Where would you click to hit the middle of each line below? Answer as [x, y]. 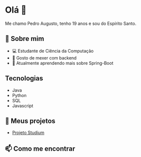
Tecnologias [24, 78]
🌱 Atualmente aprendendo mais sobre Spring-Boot [62, 63]
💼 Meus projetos [30, 121]
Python [19, 95]
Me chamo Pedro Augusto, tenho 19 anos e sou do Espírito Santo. [71, 23]
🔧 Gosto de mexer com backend [44, 58]
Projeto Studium [28, 133]
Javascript [23, 106]
